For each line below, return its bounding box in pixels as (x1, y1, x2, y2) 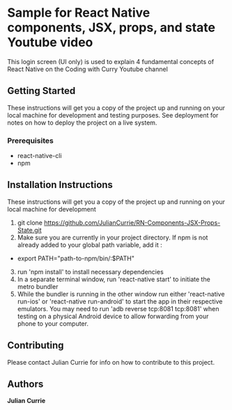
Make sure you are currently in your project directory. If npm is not (17, 233, 208, 242)
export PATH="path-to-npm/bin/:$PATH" (17, 254, 134, 262)
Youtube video (7, 35, 93, 50)
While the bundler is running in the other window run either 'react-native (17, 290, 225, 298)
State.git (17, 226, 42, 234)
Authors (7, 378, 44, 391)
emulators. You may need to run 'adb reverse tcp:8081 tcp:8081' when (17, 304, 219, 313)
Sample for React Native (7, 5, 150, 21)
